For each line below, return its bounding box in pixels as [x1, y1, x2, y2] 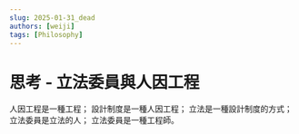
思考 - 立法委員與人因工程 [9, 72, 200, 92]
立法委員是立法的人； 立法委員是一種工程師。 [9, 115, 179, 126]
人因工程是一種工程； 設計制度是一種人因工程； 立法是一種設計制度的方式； [9, 103, 293, 114]
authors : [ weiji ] [9, 22, 75, 31]
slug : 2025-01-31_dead [9, 13, 95, 23]
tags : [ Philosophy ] [9, 30, 84, 39]
